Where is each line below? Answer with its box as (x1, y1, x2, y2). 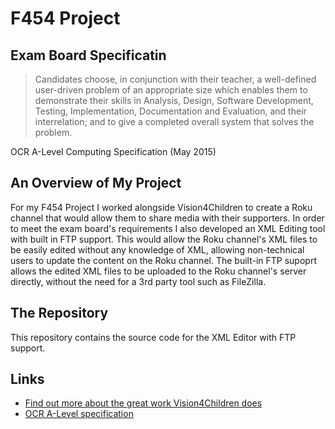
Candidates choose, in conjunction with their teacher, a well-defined (34, 73, 317, 85)
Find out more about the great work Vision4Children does (24, 397, 263, 409)
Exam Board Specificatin (10, 47, 167, 64)
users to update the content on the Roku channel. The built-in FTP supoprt (10, 254, 317, 266)
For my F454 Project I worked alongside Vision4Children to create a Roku (10, 201, 313, 213)
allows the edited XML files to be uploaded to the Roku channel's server (10, 265, 307, 277)
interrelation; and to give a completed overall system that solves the (34, 116, 315, 127)
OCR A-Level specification (24, 408, 134, 420)
